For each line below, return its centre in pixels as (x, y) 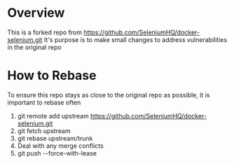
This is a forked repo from (45, 32)
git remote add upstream (53, 116)
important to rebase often (44, 102)
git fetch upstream (44, 130)
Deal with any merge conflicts (60, 146)
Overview (36, 13)
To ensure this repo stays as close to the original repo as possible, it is (109, 95)
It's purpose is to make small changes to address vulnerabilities (136, 39)
